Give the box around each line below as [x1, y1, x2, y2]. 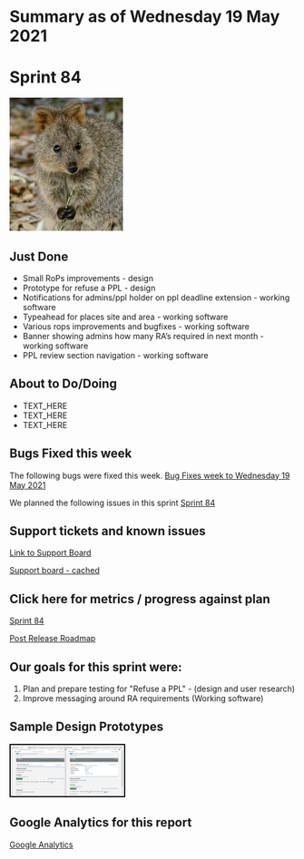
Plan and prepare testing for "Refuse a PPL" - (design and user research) [22, 683, 296, 694]
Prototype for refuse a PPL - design [22, 282, 156, 293]
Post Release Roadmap [9, 633, 96, 644]
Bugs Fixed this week [9, 446, 132, 462]
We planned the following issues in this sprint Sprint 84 [9, 497, 216, 508]
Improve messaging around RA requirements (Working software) [22, 693, 264, 704]
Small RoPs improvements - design [22, 272, 154, 283]
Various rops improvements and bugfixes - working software [22, 320, 250, 332]
